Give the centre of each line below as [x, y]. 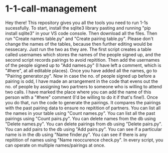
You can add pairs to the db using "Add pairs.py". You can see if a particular [83, 129]
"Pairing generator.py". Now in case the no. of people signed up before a [80, 76]
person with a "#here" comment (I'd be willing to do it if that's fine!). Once [81, 97]
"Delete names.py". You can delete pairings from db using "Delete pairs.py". [84, 124]
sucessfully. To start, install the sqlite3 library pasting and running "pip [78, 28]
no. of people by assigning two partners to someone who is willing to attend [83, 86]
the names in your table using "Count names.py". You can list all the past [80, 113]
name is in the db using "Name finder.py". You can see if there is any [76, 134]
